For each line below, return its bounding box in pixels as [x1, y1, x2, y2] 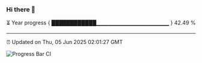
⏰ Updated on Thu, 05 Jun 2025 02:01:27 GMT [6, 39, 123, 46]
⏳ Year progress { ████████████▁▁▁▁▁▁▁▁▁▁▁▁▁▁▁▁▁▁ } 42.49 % [6, 19, 197, 26]
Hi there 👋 [6, 5, 36, 14]
